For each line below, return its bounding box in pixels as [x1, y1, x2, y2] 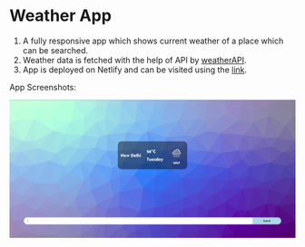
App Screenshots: [9, 81, 77, 92]
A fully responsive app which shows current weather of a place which [22, 35, 284, 46]
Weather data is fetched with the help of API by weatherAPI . [22, 54, 247, 65]
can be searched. [22, 44, 89, 55]
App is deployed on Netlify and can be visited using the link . [22, 64, 248, 75]
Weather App [9, 5, 112, 26]
